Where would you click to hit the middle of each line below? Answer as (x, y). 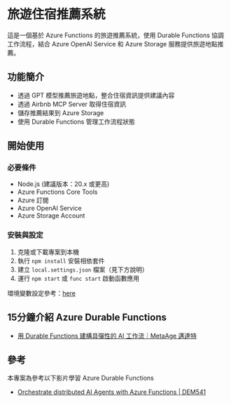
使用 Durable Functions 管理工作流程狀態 (76, 121)
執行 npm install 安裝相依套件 (61, 260)
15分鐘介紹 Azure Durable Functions (87, 318)
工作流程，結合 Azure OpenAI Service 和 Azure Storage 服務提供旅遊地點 (113, 44)
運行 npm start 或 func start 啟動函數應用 (78, 278)
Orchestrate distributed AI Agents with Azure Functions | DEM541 (112, 392)
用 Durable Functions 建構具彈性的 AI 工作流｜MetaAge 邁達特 (107, 336)
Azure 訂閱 (33, 200)
